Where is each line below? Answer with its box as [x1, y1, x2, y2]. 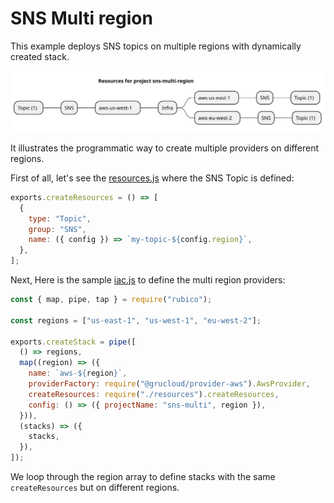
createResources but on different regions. [10, 482, 180, 493]
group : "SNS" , [28, 224, 87, 234]
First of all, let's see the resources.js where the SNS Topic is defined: [10, 172, 295, 184]
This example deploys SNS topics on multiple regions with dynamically [10, 40, 302, 52]
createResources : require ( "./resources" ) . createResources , [28, 389, 280, 399]
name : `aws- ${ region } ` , [28, 368, 128, 379]
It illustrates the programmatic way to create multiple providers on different [10, 142, 320, 154]
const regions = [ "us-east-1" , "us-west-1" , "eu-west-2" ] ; [10, 315, 262, 326]
